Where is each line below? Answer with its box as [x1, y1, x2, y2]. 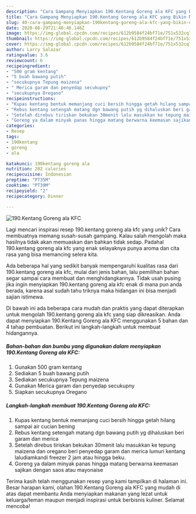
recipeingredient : [6, 63, 51, 69]
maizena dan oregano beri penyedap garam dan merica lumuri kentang [14, 448, 185, 455]
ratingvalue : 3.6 [6, 52, 48, 58]
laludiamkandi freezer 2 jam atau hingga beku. [14, 454, 126, 461]
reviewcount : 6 [6, 57, 43, 63]
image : [6, 30, 22, 36]
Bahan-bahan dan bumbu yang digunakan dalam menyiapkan [6, 343, 162, 350]
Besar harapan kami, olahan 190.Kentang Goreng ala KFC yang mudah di [6, 484, 181, 491]
